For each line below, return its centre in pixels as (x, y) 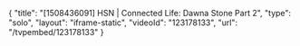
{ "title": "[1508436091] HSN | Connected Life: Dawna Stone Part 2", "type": (150, 13)
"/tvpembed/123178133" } (57, 32)
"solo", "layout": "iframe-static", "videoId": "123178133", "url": (123, 23)
